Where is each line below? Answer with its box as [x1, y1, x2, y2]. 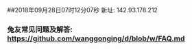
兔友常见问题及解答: [7, 25, 73, 34]
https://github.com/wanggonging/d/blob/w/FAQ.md [7, 34, 185, 43]
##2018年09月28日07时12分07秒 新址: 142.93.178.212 [7, 6, 158, 14]
